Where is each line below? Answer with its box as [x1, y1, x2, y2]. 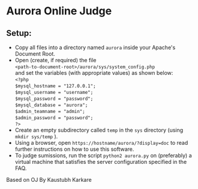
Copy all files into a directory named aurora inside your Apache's [14, 44, 176, 51]
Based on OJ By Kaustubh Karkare [6, 176, 92, 183]
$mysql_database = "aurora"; [14, 102, 88, 108]
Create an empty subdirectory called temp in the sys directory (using [14, 127, 184, 133]
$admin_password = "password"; [14, 115, 94, 121]
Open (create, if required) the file [14, 57, 97, 63]
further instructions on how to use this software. [14, 145, 134, 153]
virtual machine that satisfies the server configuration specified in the [14, 158, 187, 165]
